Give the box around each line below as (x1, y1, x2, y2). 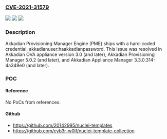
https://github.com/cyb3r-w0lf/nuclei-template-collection (12, 127, 135, 134)
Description (5, 29, 35, 36)
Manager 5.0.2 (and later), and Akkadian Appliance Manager (5, 56, 134, 63)
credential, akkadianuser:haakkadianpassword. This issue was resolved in (5, 46, 162, 52)
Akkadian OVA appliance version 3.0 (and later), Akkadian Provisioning (5, 51, 155, 57)
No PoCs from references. (5, 99, 61, 105)
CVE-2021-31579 (5, 4, 49, 11)
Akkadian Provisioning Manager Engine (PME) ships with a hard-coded (5, 40, 155, 47)
